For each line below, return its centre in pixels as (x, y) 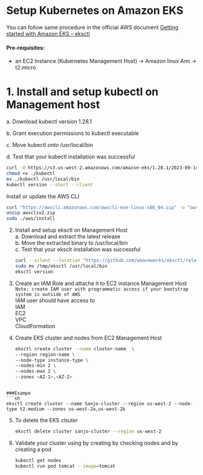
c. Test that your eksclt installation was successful (78, 249)
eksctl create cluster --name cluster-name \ (75, 349)
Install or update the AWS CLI (43, 196)
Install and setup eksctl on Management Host (71, 230)
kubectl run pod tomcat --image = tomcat (65, 466)
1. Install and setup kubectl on (82, 92)
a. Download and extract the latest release (68, 237)
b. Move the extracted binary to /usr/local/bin (71, 243)
